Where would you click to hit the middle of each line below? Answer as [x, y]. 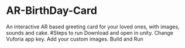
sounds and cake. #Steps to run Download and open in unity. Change [90, 32]
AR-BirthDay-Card [52, 11]
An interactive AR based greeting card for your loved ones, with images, [93, 27]
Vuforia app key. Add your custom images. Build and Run [75, 39]
